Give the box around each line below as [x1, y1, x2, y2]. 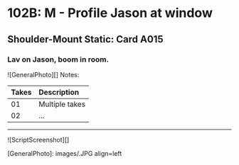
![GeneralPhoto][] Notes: [7, 70, 80, 79]
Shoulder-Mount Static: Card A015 [7, 33, 164, 45]
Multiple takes [38, 99, 86, 109]
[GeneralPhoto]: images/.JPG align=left [7, 149, 122, 157]
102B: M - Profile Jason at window [7, 5, 213, 21]
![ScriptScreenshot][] [7, 135, 70, 144]
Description [38, 87, 80, 97]
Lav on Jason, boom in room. [7, 55, 109, 64]
